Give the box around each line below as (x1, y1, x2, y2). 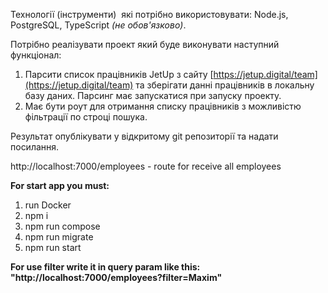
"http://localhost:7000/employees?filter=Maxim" (10, 272, 223, 283)
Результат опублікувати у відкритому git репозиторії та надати (10, 130, 279, 142)
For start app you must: (10, 180, 110, 191)
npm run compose (24, 220, 101, 232)
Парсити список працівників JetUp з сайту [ (24, 69, 214, 80)
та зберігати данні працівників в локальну (135, 79, 315, 91)
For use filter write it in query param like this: (10, 261, 201, 273)
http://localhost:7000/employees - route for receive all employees (10, 160, 282, 172)
